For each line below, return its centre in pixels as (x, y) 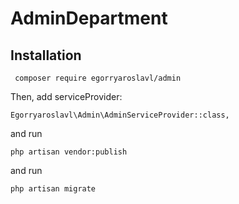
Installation (46, 55)
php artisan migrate (53, 189)
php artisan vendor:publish (69, 152)
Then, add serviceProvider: (66, 96)
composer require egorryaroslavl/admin (98, 78)
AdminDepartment (89, 18)
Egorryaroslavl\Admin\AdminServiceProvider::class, (120, 115)
